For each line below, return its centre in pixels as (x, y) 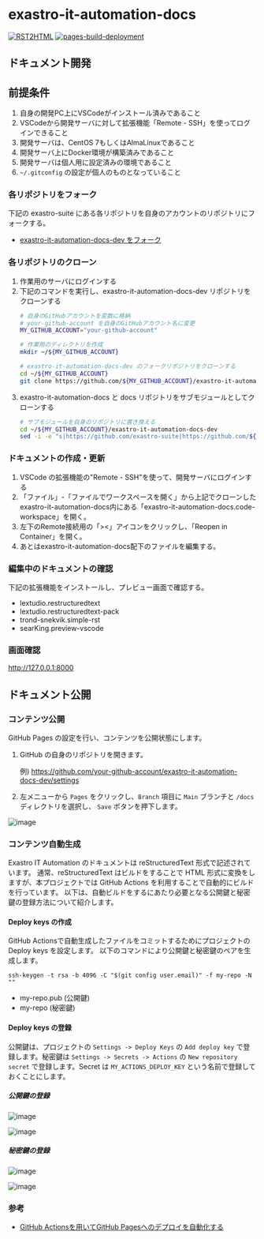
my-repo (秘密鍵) (47, 1008)
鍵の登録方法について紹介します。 (63, 903)
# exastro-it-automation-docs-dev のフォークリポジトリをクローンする (128, 366)
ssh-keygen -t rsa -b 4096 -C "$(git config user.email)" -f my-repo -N (130, 976)
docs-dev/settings (49, 780)
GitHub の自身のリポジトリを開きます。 (84, 754)
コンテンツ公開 (37, 719)
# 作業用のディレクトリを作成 (61, 345)
